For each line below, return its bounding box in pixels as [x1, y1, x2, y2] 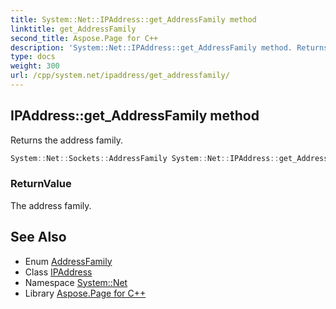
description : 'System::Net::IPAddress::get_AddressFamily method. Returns [10, 42, 329, 53]
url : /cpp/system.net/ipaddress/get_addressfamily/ [10, 71, 230, 81]
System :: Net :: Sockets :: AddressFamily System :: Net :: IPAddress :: [10, 153, 280, 163]
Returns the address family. [10, 134, 124, 146]
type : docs [10, 52, 56, 62]
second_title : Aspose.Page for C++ [10, 33, 159, 43]
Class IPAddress [24, 266, 93, 278]
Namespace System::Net [24, 276, 128, 288]
